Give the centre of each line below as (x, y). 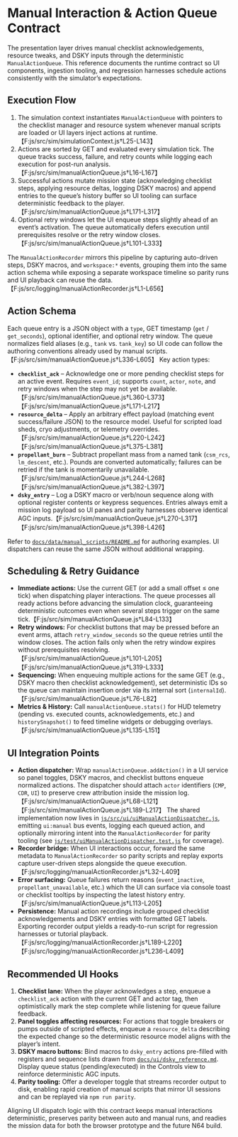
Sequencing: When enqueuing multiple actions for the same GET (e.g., (121, 675)
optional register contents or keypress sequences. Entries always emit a (123, 502)
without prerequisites (49, 650)
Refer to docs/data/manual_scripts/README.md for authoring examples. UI (113, 541)
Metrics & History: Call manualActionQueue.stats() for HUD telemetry (119, 707)
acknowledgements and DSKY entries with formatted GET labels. (112, 919)
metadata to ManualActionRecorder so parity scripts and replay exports (120, 856)
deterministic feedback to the (61, 203)
